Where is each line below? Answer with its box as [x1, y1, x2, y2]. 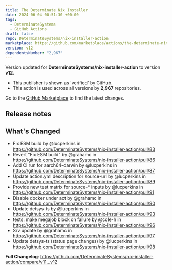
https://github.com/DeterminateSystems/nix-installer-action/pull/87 [12, 167, 155, 174]
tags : [5, 17, 17, 22]
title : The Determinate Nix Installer [5, 7, 88, 13]
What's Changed [5, 127, 60, 136]
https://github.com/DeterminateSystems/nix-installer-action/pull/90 [12, 200, 155, 206]
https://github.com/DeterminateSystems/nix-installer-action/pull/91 [12, 189, 155, 195]
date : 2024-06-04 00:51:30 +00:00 [5, 12, 79, 17]
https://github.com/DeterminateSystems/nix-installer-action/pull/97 [12, 233, 155, 239]
